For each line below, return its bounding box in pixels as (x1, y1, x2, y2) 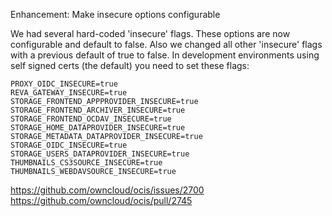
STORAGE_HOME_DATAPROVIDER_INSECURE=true (10, 123, 186, 133)
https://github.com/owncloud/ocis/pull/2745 (10, 195, 193, 206)
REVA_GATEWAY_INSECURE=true (10, 88, 128, 98)
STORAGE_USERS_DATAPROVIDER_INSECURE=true (10, 149, 190, 159)
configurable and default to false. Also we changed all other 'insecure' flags (10, 39, 323, 50)
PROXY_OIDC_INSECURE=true (10, 79, 118, 89)
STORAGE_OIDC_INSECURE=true (10, 140, 128, 150)
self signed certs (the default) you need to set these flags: (10, 60, 250, 71)
